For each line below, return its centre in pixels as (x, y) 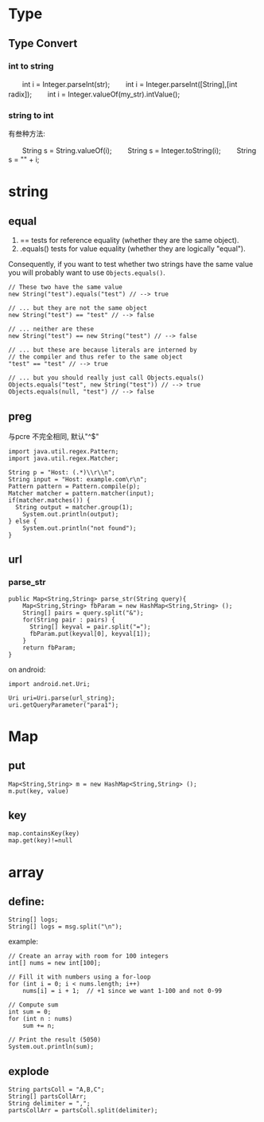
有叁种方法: (27, 134)
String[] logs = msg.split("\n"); (66, 927)
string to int (31, 115)
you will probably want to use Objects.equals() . (87, 273)
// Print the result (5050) (55, 1040)
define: (27, 902)
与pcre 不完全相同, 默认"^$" (54, 436)
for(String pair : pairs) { (69, 620)
